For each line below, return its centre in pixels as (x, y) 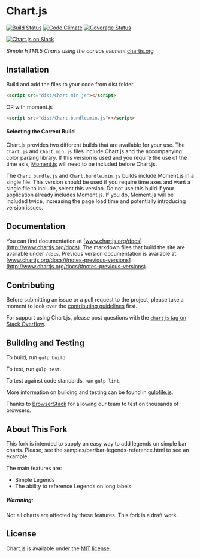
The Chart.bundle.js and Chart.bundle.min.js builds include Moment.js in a (100, 175)
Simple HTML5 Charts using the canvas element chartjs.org (80, 51)
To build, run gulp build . (37, 357)
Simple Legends (35, 479)
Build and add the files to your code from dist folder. (70, 84)
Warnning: (20, 500)
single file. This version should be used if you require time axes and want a (98, 182)
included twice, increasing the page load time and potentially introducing (96, 201)
